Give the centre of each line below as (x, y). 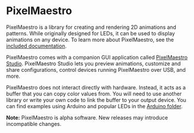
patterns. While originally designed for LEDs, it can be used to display (91, 33)
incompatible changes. (34, 124)
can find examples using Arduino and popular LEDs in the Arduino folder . (94, 106)
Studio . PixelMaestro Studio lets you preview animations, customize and (93, 64)
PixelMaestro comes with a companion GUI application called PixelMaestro (97, 57)
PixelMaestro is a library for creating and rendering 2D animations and (91, 27)
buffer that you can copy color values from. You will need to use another (94, 94)
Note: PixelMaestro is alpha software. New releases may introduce (87, 117)
